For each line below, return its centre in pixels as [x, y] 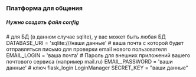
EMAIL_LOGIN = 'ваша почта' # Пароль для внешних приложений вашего [98, 55]
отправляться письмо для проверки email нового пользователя [86, 49]
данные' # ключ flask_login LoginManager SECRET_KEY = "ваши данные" [97, 68]
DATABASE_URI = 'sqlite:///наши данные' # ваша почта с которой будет [95, 43]
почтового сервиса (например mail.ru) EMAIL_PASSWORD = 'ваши [89, 61]
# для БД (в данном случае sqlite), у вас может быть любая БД [86, 37]
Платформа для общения [45, 8]
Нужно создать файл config [43, 22]
